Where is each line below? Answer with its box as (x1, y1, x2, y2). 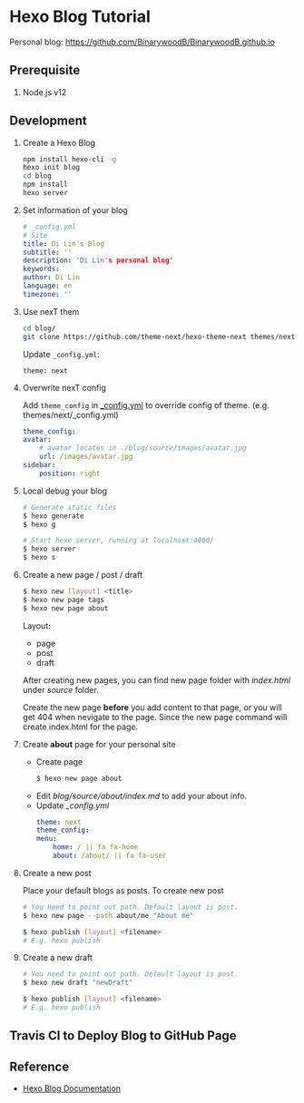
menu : (35, 835, 57, 844)
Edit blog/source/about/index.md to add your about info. (35, 790, 248, 801)
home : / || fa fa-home (53, 843, 139, 852)
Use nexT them (22, 306, 80, 317)
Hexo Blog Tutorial (9, 6, 152, 27)
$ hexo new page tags (22, 595, 104, 604)
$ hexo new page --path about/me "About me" (22, 911, 194, 920)
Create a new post (22, 867, 93, 878)
